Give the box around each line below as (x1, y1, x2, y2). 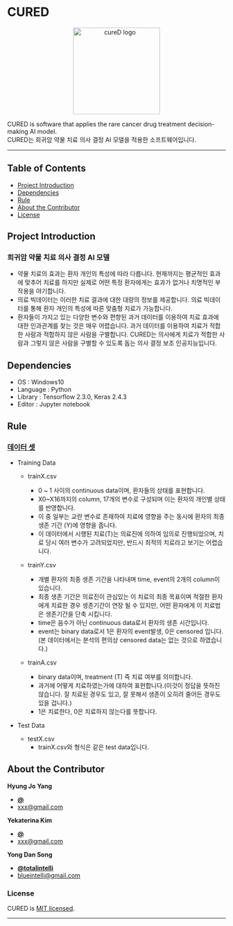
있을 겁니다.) (37, 698, 72, 707)
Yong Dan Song (7, 850, 53, 859)
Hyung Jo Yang (7, 782, 53, 790)
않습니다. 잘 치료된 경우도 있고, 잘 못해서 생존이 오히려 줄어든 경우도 (37, 689, 221, 698)
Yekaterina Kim (7, 816, 53, 824)
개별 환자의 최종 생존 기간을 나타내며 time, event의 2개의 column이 (37, 575, 221, 583)
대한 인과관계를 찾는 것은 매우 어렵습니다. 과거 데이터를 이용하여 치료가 (17, 322, 208, 330)
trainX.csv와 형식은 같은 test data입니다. (37, 743, 149, 751)
